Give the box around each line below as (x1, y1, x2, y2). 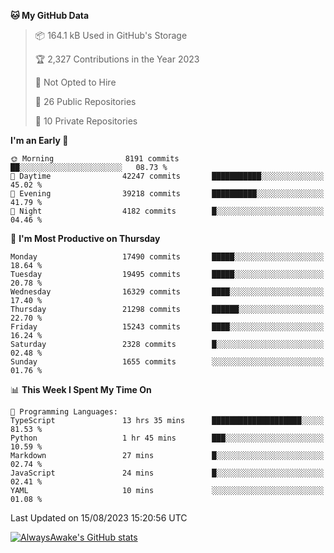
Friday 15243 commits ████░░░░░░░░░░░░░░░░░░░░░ (10, 322, 325, 332)
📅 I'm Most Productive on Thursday (10, 233, 161, 244)
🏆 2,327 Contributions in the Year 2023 (34, 53, 200, 65)
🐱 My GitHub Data (10, 10, 90, 21)
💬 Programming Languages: (10, 407, 118, 417)
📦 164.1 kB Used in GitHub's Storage (34, 30, 188, 41)
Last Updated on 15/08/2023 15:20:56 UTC (10, 512, 188, 524)
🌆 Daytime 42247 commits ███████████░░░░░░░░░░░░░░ (10, 171, 325, 181)
